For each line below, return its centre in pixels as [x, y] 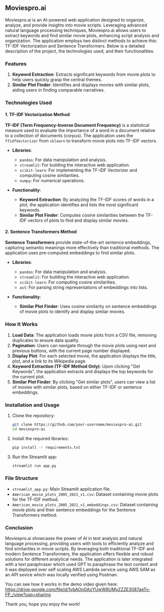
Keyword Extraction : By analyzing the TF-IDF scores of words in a [87, 200]
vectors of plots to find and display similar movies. [78, 220]
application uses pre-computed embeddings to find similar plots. [70, 253]
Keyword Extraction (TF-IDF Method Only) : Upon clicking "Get [76, 366]
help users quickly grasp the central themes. [57, 80]
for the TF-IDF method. [35, 499]
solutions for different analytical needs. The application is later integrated [79, 559]
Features [16, 64]
